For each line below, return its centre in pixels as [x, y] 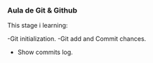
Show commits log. [45, 52]
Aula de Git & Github [42, 10]
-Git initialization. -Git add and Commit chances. [77, 39]
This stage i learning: [38, 26]
